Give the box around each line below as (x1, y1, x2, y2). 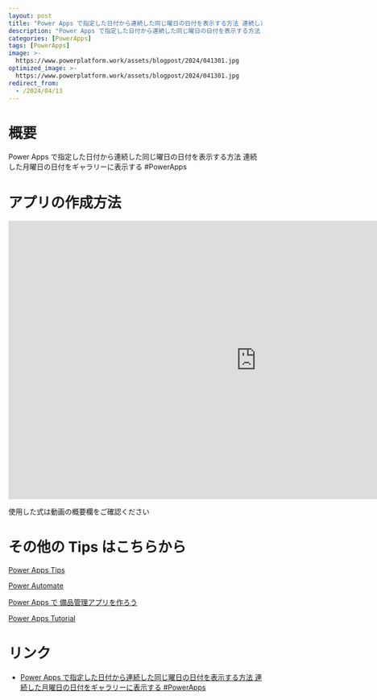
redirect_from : (8, 79, 60, 87)
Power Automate (8, 581, 64, 590)
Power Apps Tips (8, 565, 66, 575)
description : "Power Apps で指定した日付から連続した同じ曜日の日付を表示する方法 (8, 27, 261, 35)
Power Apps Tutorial (8, 614, 76, 623)
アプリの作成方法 (8, 193, 122, 212)
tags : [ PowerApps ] (8, 42, 70, 50)
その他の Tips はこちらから (8, 538, 187, 557)
